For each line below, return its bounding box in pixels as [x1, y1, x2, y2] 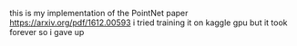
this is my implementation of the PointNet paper [9, 8, 189, 18]
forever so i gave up [9, 27, 85, 37]
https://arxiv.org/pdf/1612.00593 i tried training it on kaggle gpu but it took [9, 17, 288, 28]
